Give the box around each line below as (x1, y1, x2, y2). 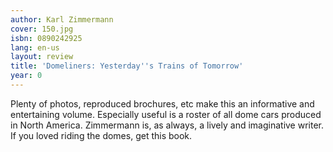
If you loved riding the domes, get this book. (10, 129, 193, 141)
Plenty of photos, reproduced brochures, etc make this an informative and (10, 97, 315, 110)
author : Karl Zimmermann (10, 14, 114, 25)
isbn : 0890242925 (10, 33, 83, 43)
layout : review (10, 52, 74, 62)
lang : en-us (10, 42, 60, 53)
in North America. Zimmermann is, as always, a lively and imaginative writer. (10, 119, 325, 131)
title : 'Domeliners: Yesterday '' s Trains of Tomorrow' (10, 61, 244, 71)
